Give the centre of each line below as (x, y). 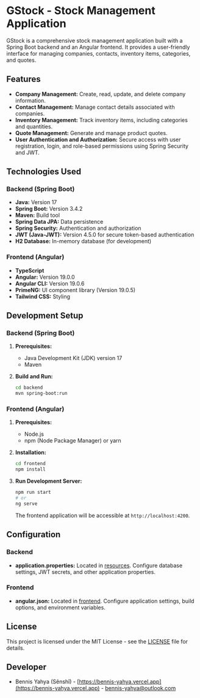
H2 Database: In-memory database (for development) (83, 241)
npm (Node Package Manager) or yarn (73, 441)
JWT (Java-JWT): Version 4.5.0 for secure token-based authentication (105, 235)
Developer (27, 667)
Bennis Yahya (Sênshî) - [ (47, 681)
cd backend (29, 388)
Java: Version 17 (36, 202)
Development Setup (45, 316)
